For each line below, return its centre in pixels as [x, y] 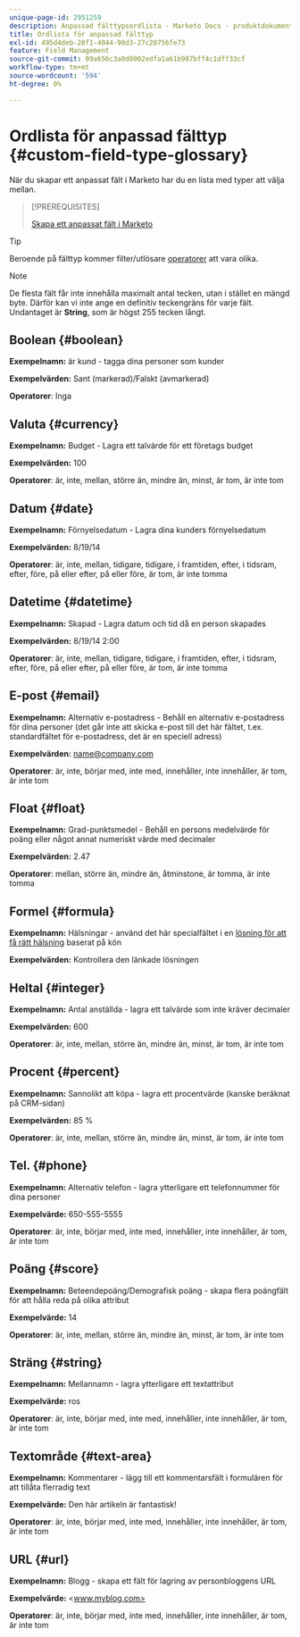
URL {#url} [39, 1559]
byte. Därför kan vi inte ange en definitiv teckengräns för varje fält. [132, 302]
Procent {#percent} [65, 1072]
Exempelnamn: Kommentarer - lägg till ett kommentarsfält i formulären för [146, 1478]
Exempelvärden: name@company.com [82, 753]
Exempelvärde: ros [45, 1401]
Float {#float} [48, 809]
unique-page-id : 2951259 [55, 17]
